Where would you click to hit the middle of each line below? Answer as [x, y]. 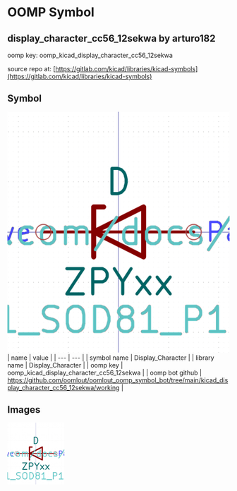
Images [24, 410]
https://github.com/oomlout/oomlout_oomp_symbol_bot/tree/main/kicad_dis [118, 380]
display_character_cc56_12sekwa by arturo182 [111, 38]
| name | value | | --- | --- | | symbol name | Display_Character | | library [111, 358]
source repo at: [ [31, 69]
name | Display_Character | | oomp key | [65, 365]
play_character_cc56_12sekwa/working [63, 387]
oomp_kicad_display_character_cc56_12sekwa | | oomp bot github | [105, 372]
